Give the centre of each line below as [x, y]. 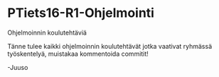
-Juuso [18, 67]
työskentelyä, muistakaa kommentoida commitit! [78, 54]
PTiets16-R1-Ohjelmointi [81, 13]
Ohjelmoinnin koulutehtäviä [47, 32]
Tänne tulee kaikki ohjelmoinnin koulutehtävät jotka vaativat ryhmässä [110, 46]
